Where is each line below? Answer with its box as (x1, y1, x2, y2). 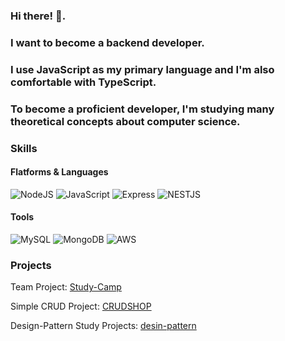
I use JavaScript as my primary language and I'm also (10, 62, 275, 76)
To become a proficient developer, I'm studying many (10, 102, 275, 116)
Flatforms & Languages (10, 166, 109, 178)
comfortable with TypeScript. (10, 75, 157, 89)
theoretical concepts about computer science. (10, 114, 241, 128)
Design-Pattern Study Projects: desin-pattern (10, 320, 197, 332)
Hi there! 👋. (10, 9, 67, 23)
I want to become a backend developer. (10, 35, 205, 49)
